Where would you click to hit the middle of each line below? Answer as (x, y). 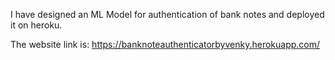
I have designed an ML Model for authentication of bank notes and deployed (167, 14)
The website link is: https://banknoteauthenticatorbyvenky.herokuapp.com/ (165, 44)
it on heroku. (36, 25)
